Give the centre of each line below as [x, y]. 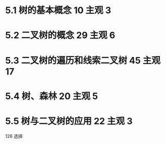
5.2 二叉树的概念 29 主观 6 [60, 35]
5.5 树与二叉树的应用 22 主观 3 [69, 121]
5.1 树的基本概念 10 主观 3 [58, 10]
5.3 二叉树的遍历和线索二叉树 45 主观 [83, 60]
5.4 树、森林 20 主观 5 [52, 96]
